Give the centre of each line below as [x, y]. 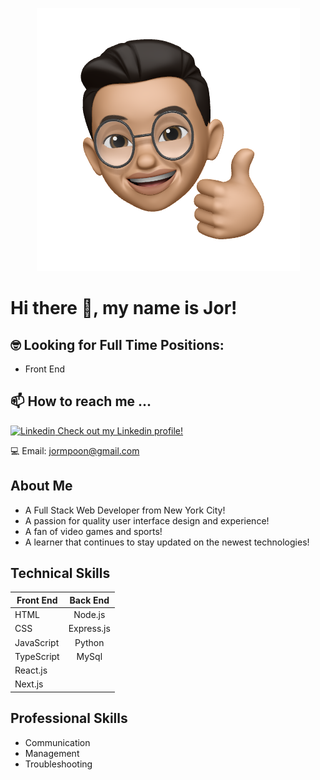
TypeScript [37, 656]
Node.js [89, 615]
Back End [89, 600]
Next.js [29, 684]
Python [89, 642]
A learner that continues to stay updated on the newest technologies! [167, 542]
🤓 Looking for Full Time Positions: [117, 344]
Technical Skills [60, 573]
